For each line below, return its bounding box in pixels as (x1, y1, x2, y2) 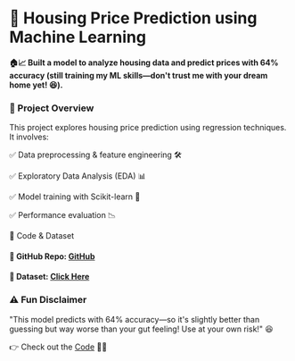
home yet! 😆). (9, 80, 63, 90)
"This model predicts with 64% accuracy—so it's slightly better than (9, 314, 260, 324)
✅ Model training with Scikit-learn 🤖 (9, 191, 141, 202)
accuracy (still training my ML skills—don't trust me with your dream (9, 70, 268, 80)
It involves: (9, 131, 49, 142)
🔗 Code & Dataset (9, 231, 74, 241)
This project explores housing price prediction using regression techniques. (9, 122, 287, 133)
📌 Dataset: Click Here (9, 272, 90, 282)
